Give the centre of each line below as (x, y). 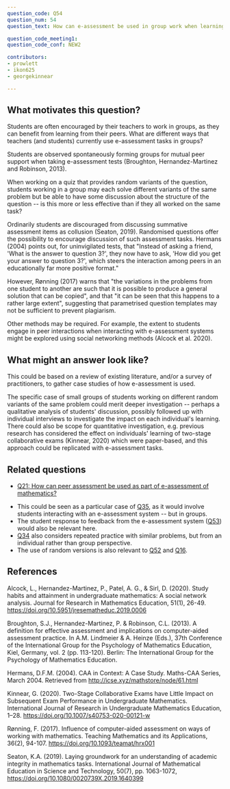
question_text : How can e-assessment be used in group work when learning (116, 26)
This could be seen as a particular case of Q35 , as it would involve (111, 507)
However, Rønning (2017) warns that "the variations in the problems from (110, 281)
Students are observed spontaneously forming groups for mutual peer (106, 154)
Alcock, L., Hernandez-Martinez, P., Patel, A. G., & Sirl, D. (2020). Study (108, 588)
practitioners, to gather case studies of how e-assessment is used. (101, 384)
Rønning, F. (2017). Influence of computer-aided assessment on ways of (109, 728)
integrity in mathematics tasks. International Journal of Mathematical (104, 764)
